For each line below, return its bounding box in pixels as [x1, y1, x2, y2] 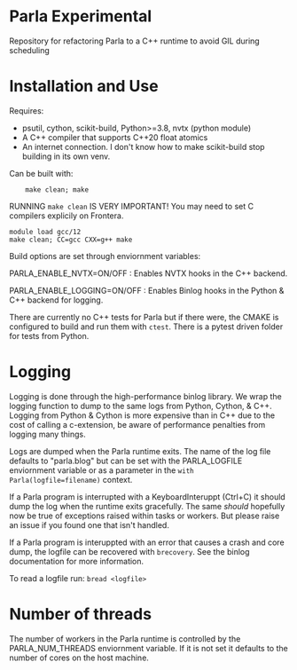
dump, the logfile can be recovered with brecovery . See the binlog [9, 546, 250, 556]
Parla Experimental [9, 6, 152, 27]
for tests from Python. [9, 330, 90, 341]
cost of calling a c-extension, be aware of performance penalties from [9, 419, 266, 430]
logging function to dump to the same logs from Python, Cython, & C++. [9, 400, 272, 411]
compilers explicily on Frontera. [9, 210, 124, 221]
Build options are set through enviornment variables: [9, 250, 201, 261]
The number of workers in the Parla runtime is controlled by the [9, 633, 241, 644]
